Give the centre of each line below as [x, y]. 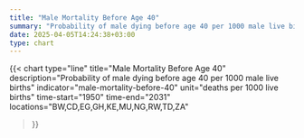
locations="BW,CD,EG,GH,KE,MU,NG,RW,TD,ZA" [99, 107]
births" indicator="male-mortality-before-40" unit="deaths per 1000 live [144, 87]
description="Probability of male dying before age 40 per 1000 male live [144, 78]
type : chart [32, 43]
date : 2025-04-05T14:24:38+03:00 [72, 34]
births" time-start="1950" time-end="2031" [90, 97]
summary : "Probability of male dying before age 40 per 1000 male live [147, 26]
